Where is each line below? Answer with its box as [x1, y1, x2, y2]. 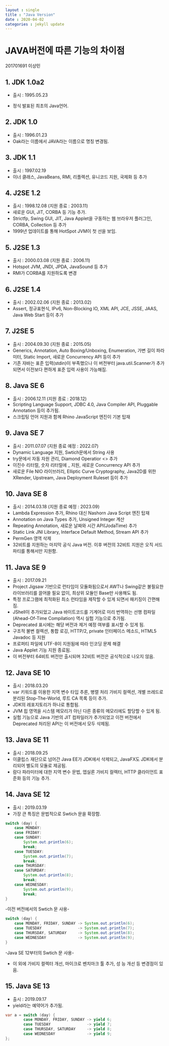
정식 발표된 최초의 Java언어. [12, 103, 69, 109]
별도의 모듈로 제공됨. [26, 762, 67, 768]
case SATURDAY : [14, 868, 47, 873]
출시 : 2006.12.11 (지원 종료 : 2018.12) [12, 396, 87, 402]
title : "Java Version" [5, 12, 56, 17]
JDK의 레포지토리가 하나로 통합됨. [12, 701, 80, 707]
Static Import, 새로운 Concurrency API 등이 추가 [23, 353, 120, 359]
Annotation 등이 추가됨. [12, 407, 60, 413]
